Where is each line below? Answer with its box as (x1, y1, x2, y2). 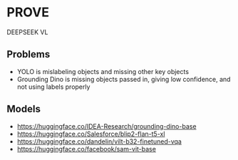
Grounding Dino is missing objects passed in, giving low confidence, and (16, 75, 231, 83)
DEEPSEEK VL (6, 28, 48, 36)
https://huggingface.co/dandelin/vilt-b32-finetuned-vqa (16, 137, 182, 146)
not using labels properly (16, 82, 90, 91)
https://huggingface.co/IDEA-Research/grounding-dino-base (16, 122, 197, 130)
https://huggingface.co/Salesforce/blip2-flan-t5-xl (16, 129, 165, 138)
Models (6, 103, 41, 115)
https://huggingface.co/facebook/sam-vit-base (16, 144, 156, 153)
